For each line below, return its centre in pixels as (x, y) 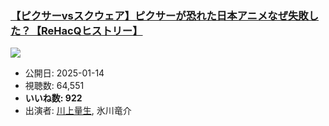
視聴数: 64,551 (54, 86)
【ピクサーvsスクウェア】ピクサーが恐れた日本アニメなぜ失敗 (159, 15)
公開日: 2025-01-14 (64, 73)
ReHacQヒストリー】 (92, 30)
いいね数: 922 (53, 98)
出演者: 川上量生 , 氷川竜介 (78, 111)
